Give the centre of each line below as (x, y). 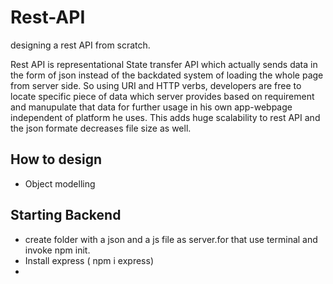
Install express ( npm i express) (89, 260)
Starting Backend (66, 215)
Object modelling (60, 183)
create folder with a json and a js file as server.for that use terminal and (171, 239)
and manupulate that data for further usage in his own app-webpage (151, 107)
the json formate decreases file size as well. (101, 128)
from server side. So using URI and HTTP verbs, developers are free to (156, 85)
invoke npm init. (57, 250)
